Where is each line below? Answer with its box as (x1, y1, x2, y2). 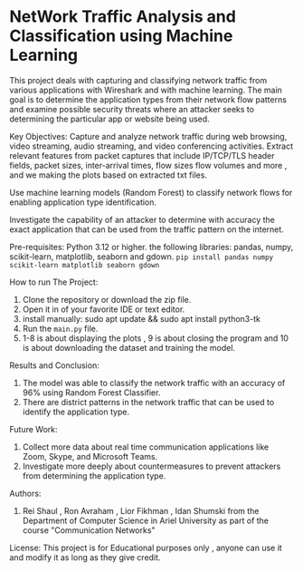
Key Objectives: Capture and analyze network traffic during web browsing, (9, 131, 288, 141)
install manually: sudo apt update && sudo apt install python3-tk (22, 313, 260, 324)
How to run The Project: (9, 276, 99, 287)
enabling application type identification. (9, 197, 156, 208)
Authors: (9, 488, 42, 499)
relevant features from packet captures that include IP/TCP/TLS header (9, 150, 275, 160)
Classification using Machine (9, 25, 233, 46)
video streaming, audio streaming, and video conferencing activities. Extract (9, 141, 294, 151)
